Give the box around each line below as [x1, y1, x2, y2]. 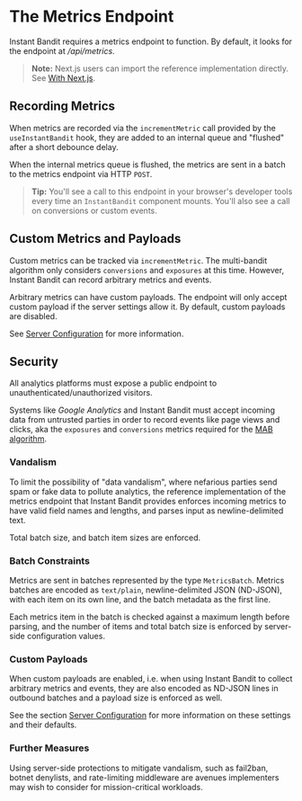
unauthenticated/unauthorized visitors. [9, 387, 153, 398]
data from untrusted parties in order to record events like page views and [9, 414, 280, 425]
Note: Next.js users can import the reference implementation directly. [31, 63, 289, 74]
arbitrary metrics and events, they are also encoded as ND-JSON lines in [9, 683, 279, 694]
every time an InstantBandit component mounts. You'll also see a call [31, 195, 290, 206]
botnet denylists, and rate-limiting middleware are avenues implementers [9, 771, 280, 783]
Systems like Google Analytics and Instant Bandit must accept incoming [9, 405, 276, 415]
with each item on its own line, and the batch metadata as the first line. [9, 593, 271, 604]
